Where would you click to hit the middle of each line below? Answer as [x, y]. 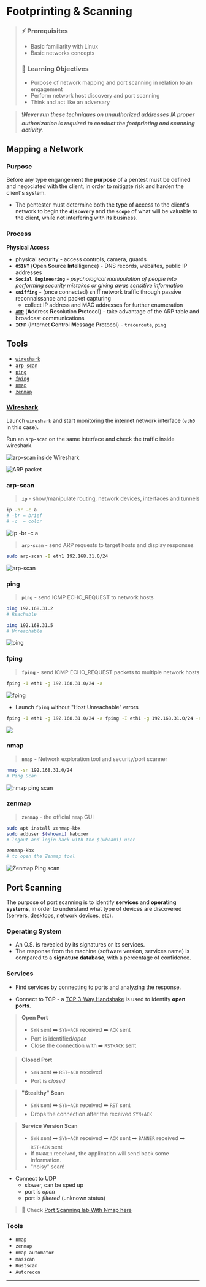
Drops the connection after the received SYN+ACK [91, 1114]
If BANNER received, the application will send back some [100, 1153]
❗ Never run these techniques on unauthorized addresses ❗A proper [108, 114]
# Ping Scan [21, 776]
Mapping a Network [45, 149]
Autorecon [28, 1272]
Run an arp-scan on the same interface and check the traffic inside [90, 439]
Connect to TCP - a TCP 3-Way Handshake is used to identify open [100, 999]
